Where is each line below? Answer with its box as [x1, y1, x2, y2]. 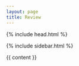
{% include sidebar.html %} [6, 42, 74, 49]
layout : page [6, 8, 39, 15]
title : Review [6, 14, 42, 20]
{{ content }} [6, 54, 37, 61]
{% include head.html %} [6, 30, 68, 37]
